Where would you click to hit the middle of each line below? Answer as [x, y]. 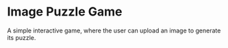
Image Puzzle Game [65, 12]
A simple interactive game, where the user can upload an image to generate [114, 30]
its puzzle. [22, 37]
